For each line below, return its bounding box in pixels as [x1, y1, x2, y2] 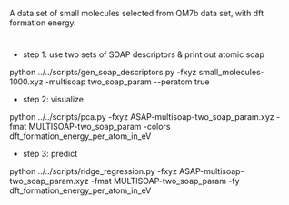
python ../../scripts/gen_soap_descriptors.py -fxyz [9, 67, 197, 78]
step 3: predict [22, 149, 78, 160]
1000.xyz [9, 76, 44, 87]
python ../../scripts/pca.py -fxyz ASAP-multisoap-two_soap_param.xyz [9, 112, 274, 122]
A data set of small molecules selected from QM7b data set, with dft [9, 8, 264, 18]
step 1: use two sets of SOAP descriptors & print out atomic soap [22, 49, 265, 60]
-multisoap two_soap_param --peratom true [45, 76, 210, 87]
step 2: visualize [22, 94, 85, 105]
